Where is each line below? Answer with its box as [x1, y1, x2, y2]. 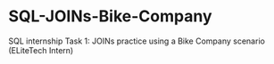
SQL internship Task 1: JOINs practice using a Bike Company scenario [8, 36, 265, 46]
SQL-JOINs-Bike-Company [8, 6, 212, 27]
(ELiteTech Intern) [8, 44, 74, 55]
